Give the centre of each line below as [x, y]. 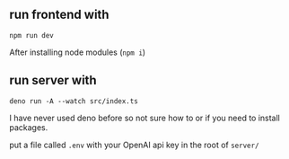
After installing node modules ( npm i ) [78, 52]
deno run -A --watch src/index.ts [74, 101]
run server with [53, 80]
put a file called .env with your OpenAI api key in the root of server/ [134, 145]
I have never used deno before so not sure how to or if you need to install [145, 118]
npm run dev [31, 35]
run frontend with [59, 15]
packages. [29, 127]
